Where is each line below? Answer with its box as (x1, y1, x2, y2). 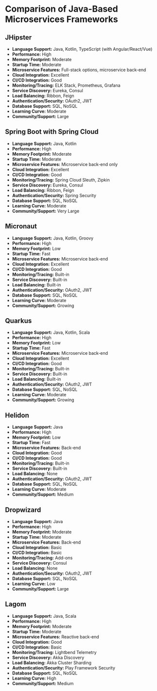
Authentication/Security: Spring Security (12, 192, 96, 198)
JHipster (5, 33, 32, 41)
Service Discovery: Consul (12, 560, 67, 566)
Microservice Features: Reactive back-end (12, 633, 100, 640)
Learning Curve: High (12, 675, 57, 681)
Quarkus (5, 317, 32, 325)
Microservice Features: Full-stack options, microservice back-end (12, 67, 146, 73)
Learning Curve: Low (12, 581, 56, 587)
